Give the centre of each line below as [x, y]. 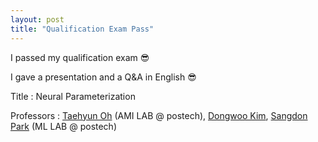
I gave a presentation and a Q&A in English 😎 [103, 77]
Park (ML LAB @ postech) [64, 126]
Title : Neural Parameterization [73, 96]
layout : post [37, 19]
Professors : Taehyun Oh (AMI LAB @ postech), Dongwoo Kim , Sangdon [159, 115]
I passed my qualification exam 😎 [80, 57]
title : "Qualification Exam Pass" [82, 29]
